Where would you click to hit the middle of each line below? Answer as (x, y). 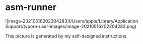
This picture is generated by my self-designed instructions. (66, 36)
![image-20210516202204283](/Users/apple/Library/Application (72, 21)
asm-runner (31, 7)
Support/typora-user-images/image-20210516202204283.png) (71, 26)
